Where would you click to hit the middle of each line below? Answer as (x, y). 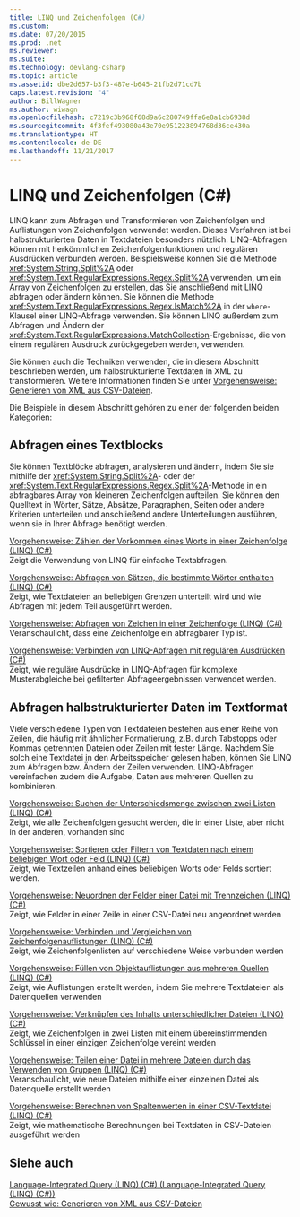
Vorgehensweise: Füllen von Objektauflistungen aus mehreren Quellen (139, 969)
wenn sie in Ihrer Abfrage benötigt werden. (88, 524)
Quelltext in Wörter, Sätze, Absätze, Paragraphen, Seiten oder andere (137, 505)
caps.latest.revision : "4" (60, 92)
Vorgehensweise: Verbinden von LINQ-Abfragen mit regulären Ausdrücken (147, 650)
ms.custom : (30, 26)
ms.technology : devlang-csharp (68, 68)
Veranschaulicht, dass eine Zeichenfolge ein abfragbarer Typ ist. (129, 633)
